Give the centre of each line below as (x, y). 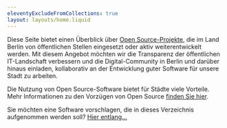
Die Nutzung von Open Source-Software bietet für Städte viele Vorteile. (108, 89)
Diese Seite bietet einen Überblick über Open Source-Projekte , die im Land (113, 39)
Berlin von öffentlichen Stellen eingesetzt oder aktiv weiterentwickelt (104, 47)
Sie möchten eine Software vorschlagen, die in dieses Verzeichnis (101, 110)
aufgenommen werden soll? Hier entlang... (67, 116)
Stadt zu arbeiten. (33, 75)
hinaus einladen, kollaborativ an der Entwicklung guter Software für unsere (113, 68)
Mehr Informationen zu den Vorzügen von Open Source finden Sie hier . (108, 96)
